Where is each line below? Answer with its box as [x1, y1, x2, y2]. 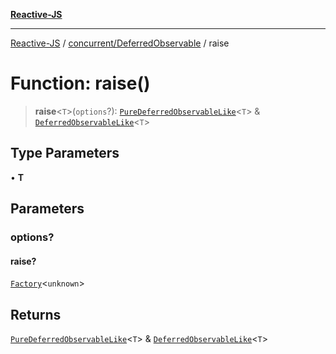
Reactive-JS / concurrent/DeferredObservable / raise [10, 37, 230, 49]
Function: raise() [10, 72, 151, 95]
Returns [10, 306, 62, 323]
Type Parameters [10, 145, 120, 162]
